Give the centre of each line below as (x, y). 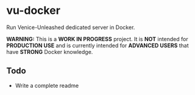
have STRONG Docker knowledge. (50, 51)
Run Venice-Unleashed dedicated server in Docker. (71, 27)
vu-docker (34, 11)
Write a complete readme (47, 85)
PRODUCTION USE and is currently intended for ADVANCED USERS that (97, 45)
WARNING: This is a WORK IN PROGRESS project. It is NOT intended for (97, 39)
